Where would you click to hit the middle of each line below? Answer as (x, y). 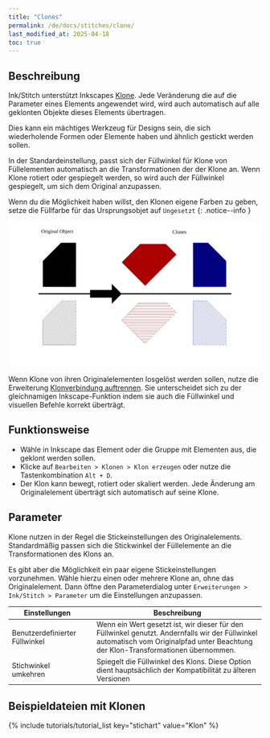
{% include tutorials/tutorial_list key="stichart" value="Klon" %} (114, 725)
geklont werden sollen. (58, 457)
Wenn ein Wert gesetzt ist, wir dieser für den (170, 625)
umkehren (29, 674)
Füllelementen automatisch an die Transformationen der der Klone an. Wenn (135, 170)
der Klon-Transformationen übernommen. (166, 650)
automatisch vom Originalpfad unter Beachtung (174, 642)
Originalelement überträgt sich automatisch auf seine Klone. (119, 492)
